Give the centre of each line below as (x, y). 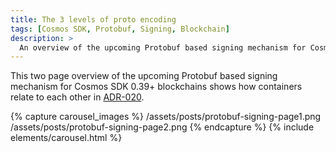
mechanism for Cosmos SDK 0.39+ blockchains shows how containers (156, 87)
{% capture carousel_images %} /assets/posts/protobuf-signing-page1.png (166, 117)
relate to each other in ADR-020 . (77, 97)
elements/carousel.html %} (66, 138)
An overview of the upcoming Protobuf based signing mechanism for (163, 47)
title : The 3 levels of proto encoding (93, 19)
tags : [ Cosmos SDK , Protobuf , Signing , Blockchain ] (120, 29)
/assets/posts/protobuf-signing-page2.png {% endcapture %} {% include (162, 127)
